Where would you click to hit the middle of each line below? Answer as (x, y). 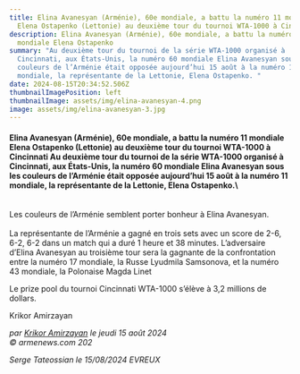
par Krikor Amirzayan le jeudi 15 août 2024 (88, 333)
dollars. (23, 298)
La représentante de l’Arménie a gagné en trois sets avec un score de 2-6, (146, 234)
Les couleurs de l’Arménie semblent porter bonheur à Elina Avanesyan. (139, 215)
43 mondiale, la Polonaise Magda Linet (80, 272)
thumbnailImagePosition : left (66, 92)
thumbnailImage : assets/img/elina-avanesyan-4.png (105, 101)
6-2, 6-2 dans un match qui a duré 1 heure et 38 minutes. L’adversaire (137, 243)
